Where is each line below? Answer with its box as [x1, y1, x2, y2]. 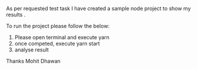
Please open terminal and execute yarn [14, 34, 110, 40]
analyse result [14, 46, 49, 53]
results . [6, 11, 26, 18]
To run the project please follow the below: [6, 23, 110, 29]
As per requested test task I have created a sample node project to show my [6, 5, 191, 12]
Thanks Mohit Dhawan [6, 58, 61, 64]
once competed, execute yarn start [14, 40, 100, 47]
